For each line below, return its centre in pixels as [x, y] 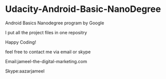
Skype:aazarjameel [25, 71]
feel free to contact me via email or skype [48, 52]
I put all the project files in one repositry [46, 32]
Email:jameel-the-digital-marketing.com [46, 61]
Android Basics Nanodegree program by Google [55, 23]
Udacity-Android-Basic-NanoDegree [83, 9]
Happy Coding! [21, 42]
